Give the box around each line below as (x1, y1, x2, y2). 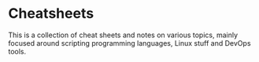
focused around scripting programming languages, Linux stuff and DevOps (8, 38, 251, 47)
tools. (8, 46, 27, 56)
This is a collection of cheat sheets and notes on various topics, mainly (8, 30, 239, 40)
